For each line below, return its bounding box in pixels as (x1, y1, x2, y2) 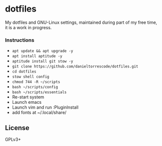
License (5, 124, 30, 132)
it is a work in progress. (5, 24, 52, 30)
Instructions (5, 36, 35, 43)
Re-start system (12, 94, 45, 100)
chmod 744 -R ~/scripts (12, 80, 61, 84)
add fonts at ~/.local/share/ (12, 110, 67, 115)
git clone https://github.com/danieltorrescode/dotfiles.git (12, 64, 139, 69)
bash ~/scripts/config (12, 85, 58, 90)
